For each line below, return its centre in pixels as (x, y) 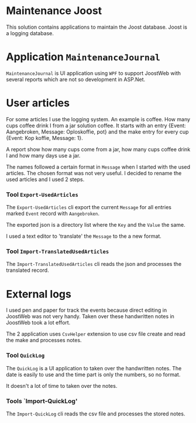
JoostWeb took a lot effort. (38, 323)
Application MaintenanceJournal (83, 57)
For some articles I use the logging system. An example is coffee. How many (98, 119)
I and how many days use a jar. (43, 155)
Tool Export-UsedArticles (42, 195)
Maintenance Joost (54, 11)
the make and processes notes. (44, 340)
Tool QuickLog (25, 356)
